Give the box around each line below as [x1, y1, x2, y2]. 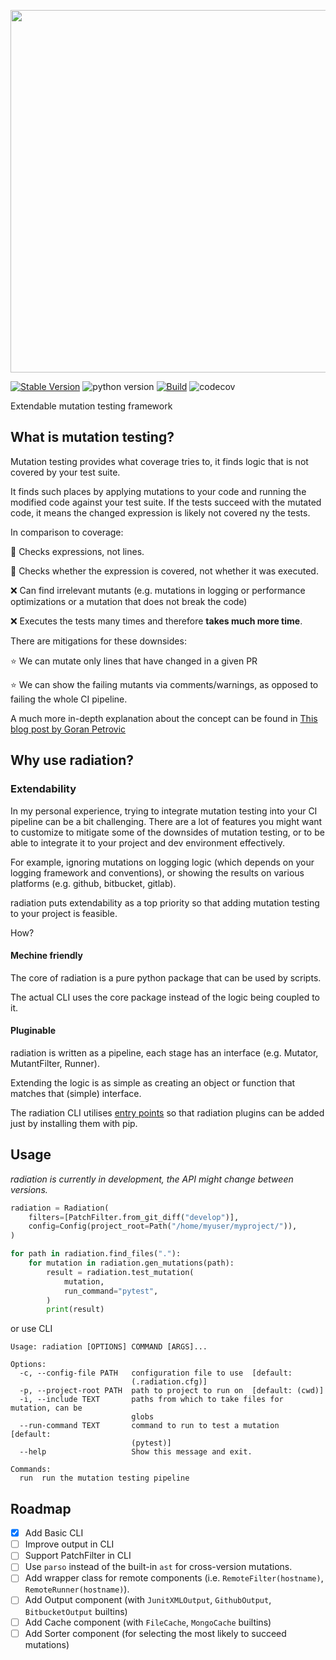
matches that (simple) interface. [10, 1087, 142, 1099]
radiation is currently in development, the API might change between [10, 1173, 294, 1185]
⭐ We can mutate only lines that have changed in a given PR [10, 655, 258, 667]
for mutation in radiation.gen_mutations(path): [28, 1258, 235, 1269]
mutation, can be [10, 1403, 83, 1414]
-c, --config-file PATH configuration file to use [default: [19, 1368, 293, 1379]
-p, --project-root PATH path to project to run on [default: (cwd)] [19, 1386, 325, 1396]
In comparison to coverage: [10, 526, 124, 538]
